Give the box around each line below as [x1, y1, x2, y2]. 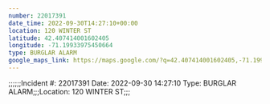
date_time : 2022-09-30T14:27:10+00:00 [8, 19, 138, 27]
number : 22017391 [8, 11, 67, 20]
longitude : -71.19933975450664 [8, 42, 113, 50]
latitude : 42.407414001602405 [8, 34, 110, 42]
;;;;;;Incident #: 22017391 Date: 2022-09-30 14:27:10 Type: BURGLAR [8, 78, 237, 88]
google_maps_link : [8, 57, 70, 65]
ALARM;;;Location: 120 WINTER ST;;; [8, 86, 131, 96]
